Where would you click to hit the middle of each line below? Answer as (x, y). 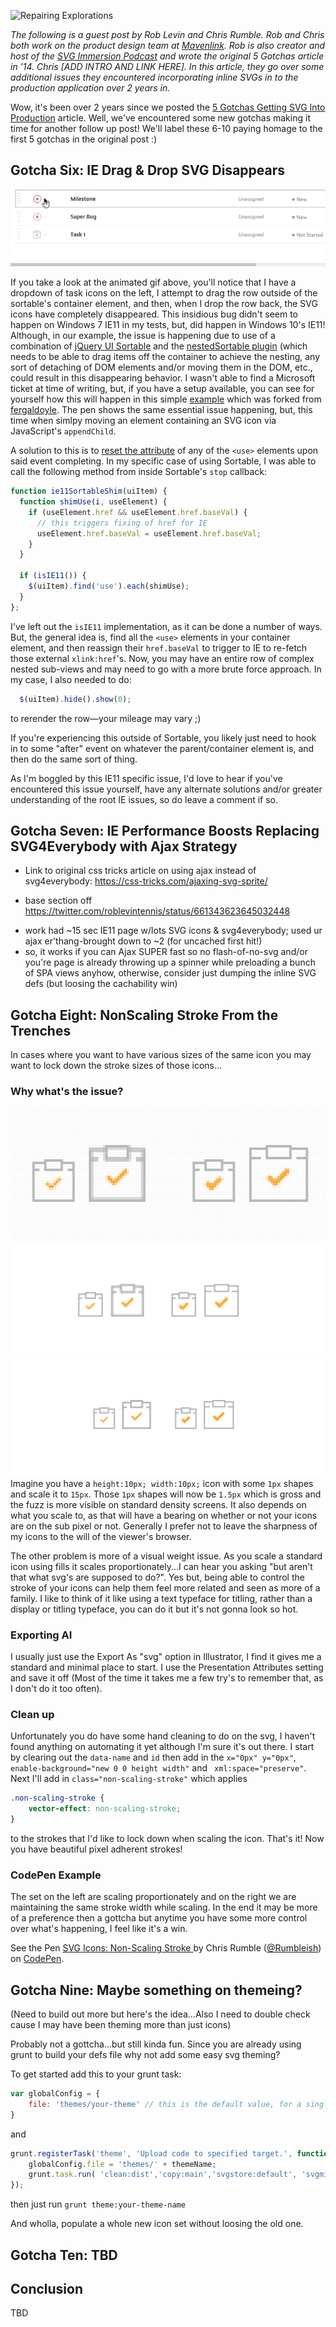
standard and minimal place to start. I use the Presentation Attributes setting (167, 1667)
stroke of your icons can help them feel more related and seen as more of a (165, 1587)
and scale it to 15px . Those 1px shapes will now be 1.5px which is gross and (166, 1494)
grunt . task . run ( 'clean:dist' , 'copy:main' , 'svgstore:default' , (163, 2175)
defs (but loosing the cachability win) (101, 984)
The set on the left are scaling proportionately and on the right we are (153, 1897)
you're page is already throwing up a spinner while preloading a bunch (170, 962)
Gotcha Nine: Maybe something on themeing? (156, 1990)
